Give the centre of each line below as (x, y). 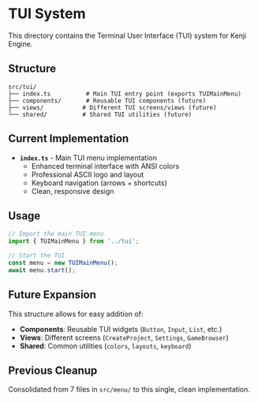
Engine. (21, 43)
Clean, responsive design (73, 191)
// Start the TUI (37, 256)
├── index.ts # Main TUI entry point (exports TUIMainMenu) (125, 94)
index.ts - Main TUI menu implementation (88, 158)
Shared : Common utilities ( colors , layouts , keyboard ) (105, 346)
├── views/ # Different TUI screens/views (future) (112, 107)
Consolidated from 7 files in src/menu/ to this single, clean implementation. (129, 389)
